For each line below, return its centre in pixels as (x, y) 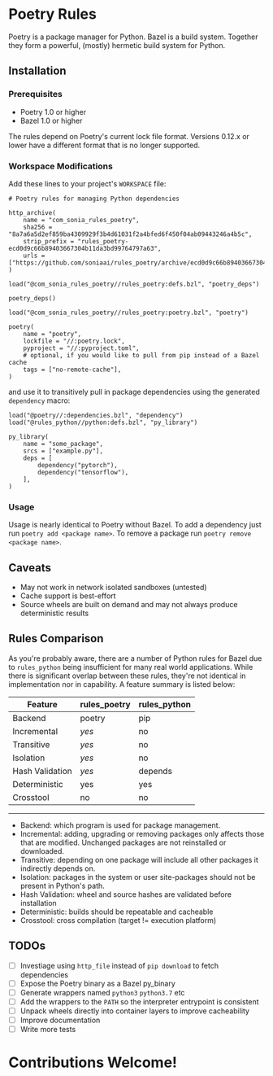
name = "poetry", (52, 334)
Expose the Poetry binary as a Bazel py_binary (98, 983)
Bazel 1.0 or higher (51, 120)
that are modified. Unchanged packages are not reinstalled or (123, 842)
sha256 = (38, 227)
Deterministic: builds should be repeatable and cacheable (117, 912)
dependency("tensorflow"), (83, 472)
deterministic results (54, 613)
